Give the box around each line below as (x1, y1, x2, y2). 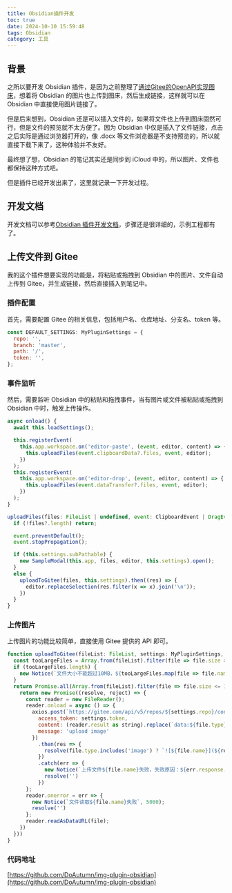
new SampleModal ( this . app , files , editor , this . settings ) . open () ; (19, 558, 215, 565)
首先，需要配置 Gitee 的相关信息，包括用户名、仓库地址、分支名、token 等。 (7, 315, 225, 323)
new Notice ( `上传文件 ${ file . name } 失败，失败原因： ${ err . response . (43, 767, 226, 774)
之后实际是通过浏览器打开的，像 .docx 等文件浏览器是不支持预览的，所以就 (7, 132, 220, 140)
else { (13, 570, 32, 577)
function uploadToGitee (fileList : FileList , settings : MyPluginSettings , (7, 651, 224, 658)
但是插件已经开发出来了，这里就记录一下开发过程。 (7, 178, 153, 186)
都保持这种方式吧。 (7, 164, 62, 172)
